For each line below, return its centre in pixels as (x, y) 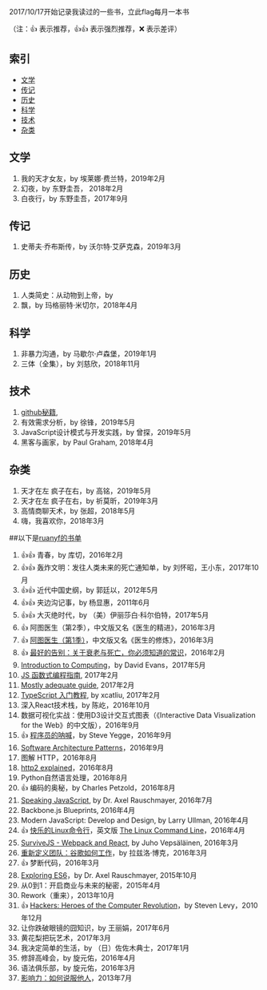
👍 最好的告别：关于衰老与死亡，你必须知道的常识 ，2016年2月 (123, 652)
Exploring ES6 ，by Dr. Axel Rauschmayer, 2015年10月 (109, 875)
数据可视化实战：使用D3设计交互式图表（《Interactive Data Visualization (138, 714)
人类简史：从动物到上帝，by (67, 296)
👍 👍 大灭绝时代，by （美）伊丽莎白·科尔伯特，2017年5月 (115, 614)
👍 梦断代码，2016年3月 (60, 863)
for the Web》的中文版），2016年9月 (80, 725)
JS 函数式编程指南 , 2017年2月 (70, 674)
